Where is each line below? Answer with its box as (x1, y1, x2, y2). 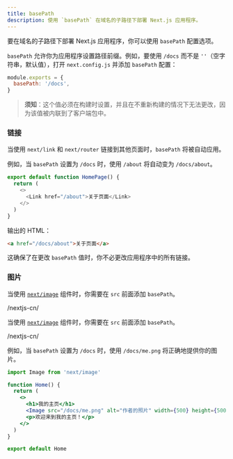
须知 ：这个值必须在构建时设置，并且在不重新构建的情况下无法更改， (24, 100, 220, 108)
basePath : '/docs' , (13, 81, 70, 88)
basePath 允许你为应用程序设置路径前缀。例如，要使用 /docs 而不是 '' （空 (7, 51, 220, 60)
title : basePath (7, 10, 54, 17)
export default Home (7, 446, 67, 453)
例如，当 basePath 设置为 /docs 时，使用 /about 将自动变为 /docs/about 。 (7, 160, 217, 168)
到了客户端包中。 (61, 109, 110, 118)
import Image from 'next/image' (7, 369, 101, 376)
